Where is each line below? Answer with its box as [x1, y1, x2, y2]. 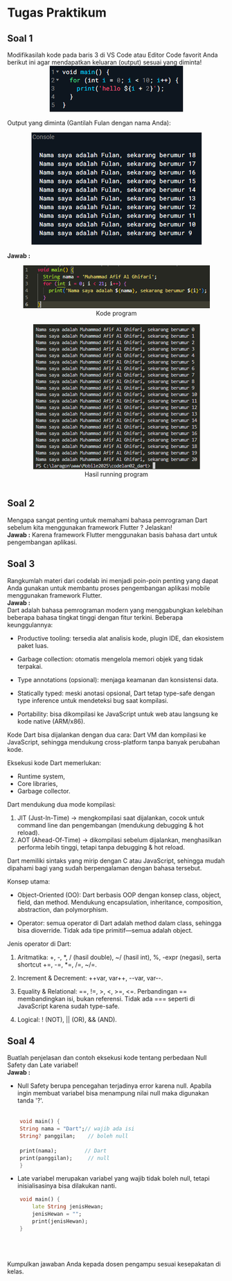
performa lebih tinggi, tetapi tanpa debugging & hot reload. [17, 843, 186, 851]
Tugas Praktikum [7, 5, 107, 21]
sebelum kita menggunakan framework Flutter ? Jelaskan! [7, 523, 172, 531]
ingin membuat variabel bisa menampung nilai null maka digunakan [17, 1089, 209, 1098]
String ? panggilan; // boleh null [19, 1133, 129, 1140]
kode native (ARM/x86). [17, 717, 85, 725]
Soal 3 [7, 558, 35, 570]
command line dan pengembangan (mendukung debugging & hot [17, 821, 204, 829]
